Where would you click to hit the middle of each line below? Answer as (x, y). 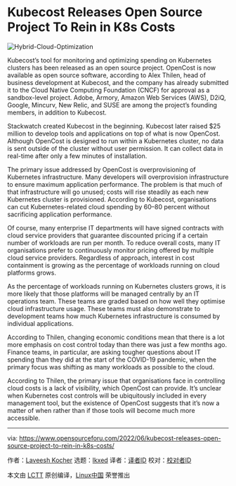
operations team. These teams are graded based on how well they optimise (117, 301)
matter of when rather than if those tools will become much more (101, 410)
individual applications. (40, 323)
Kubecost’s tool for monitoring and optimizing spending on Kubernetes (110, 60)
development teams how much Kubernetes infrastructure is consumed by (113, 316)
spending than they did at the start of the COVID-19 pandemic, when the (112, 360)
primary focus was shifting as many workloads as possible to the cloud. (111, 367)
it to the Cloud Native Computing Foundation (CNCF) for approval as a (109, 90)
